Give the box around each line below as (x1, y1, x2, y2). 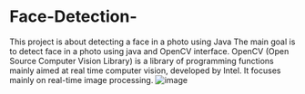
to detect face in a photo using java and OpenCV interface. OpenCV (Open (9, 45, 290, 56)
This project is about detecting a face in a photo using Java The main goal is (9, 36, 296, 47)
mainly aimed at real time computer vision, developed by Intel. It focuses (9, 65, 281, 76)
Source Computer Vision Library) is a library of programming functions (9, 55, 275, 66)
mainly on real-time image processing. (9, 74, 154, 85)
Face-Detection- (9, 6, 138, 27)
